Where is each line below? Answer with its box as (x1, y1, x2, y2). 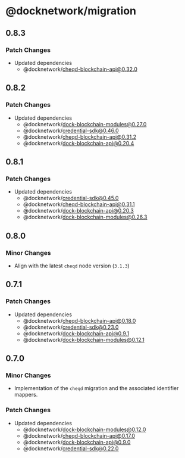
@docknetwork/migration (5, 4, 137, 18)
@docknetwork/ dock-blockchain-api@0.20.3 (23, 207, 134, 214)
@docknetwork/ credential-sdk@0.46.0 (23, 127, 120, 134)
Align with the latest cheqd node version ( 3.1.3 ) (14, 262, 130, 269)
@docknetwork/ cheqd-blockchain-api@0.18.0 (23, 317, 136, 324)
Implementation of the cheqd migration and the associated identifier (14, 385, 179, 392)
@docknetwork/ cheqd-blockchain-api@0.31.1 (23, 201, 135, 208)
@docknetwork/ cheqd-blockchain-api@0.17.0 (23, 432, 135, 439)
